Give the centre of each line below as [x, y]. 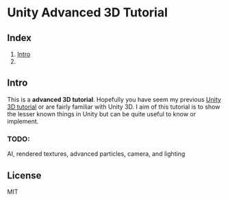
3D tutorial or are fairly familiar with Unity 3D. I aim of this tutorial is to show [114, 107]
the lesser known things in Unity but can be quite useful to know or [102, 113]
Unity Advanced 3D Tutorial [87, 13]
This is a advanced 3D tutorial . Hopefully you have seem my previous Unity [114, 99]
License [24, 175]
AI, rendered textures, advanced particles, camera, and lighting [96, 154]
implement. [23, 121]
